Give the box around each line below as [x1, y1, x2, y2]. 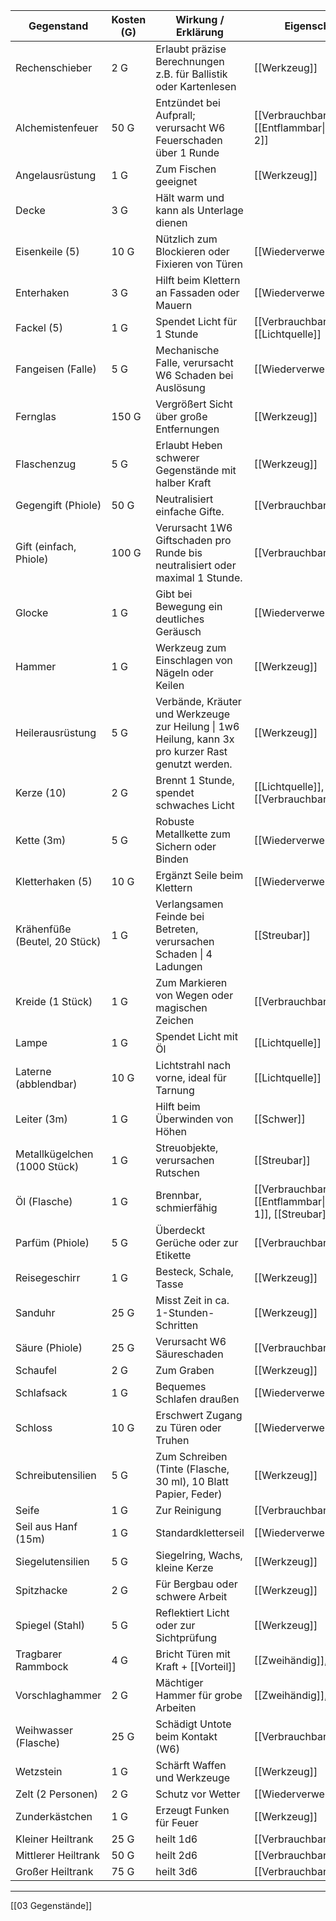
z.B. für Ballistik [155, 67, 228, 81]
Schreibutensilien [15, 1469, 97, 1482]
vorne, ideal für [155, 1071, 227, 1084]
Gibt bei [155, 587, 193, 601]
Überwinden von [155, 1112, 234, 1126]
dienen [155, 216, 188, 229]
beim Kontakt [155, 1730, 218, 1743]
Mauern [155, 299, 193, 312]
